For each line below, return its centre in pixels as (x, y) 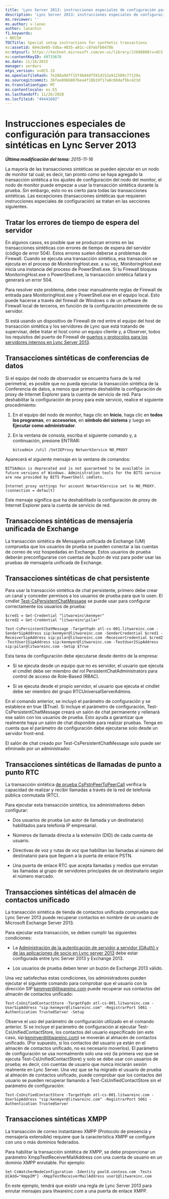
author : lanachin (23, 29)
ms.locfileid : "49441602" (32, 99)
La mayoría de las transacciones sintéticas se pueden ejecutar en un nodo (82, 169)
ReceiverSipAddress (26, 638)
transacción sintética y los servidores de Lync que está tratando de (75, 326)
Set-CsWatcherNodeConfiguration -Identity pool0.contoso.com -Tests (78, 1172)
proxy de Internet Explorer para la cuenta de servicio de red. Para (73, 394)
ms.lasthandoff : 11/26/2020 (35, 94)
